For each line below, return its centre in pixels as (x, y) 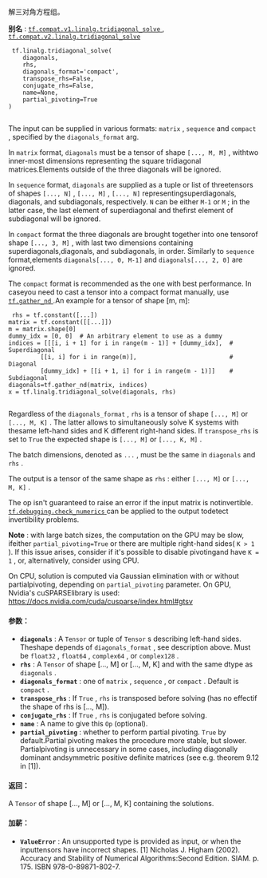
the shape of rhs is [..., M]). (65, 707)
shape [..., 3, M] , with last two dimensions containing (101, 243)
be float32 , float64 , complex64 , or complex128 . (99, 656)
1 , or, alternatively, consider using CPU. (74, 560)
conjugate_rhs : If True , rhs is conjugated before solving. (113, 715)
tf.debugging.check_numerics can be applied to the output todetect (118, 511)
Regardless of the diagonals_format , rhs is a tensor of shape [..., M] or (128, 414)
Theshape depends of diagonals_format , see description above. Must (135, 647)
